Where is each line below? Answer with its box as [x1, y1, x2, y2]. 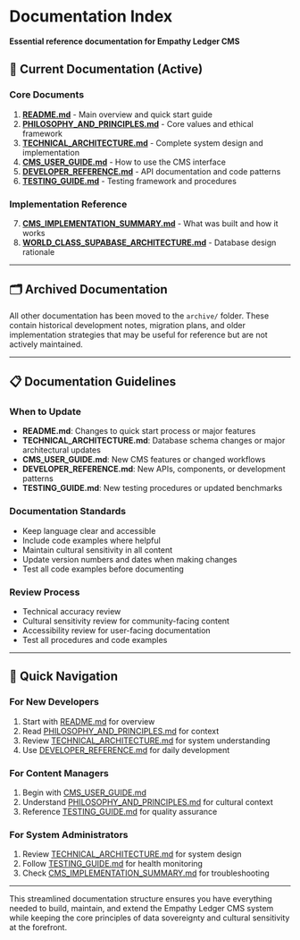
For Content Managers [9, 766, 109, 779]
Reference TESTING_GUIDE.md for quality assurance [21, 807, 218, 817]
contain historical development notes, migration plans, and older [9, 319, 246, 330]
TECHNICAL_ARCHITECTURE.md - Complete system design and [21, 137, 263, 148]
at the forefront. [9, 922, 68, 933]
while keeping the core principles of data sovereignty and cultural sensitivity [9, 912, 290, 923]
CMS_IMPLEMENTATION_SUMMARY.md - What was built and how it [21, 217, 279, 229]
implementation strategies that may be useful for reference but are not [9, 329, 268, 340]
